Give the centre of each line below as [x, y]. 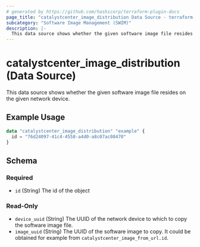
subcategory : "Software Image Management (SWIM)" [69, 23]
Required [20, 177]
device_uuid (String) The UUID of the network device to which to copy [101, 219]
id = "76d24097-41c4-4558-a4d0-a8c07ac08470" [69, 137]
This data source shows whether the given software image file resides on [96, 92]
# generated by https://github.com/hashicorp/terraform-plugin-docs [93, 12]
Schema [22, 160]
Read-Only [22, 206]
